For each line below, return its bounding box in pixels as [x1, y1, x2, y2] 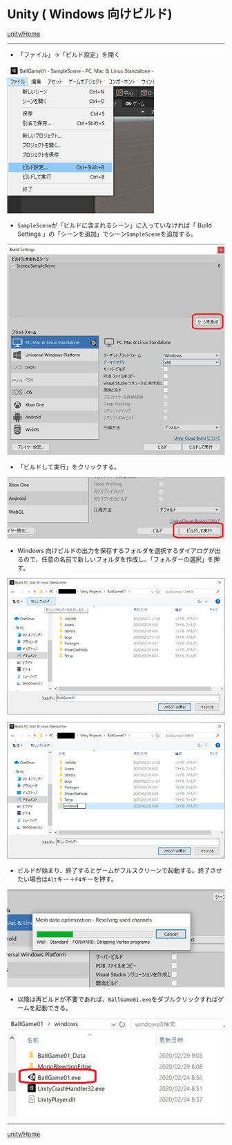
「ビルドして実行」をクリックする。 [17, 463, 121, 471]
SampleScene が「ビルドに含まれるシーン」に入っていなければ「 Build [17, 221, 212, 229]
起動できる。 [35, 1004, 72, 1012]
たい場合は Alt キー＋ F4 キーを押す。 [17, 875, 117, 884]
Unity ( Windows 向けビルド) [7, 6, 173, 22]
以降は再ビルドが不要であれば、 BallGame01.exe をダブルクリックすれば [17, 995, 218, 1003]
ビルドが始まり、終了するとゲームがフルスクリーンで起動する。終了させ [17, 866, 223, 875]
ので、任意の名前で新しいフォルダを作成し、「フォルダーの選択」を [23, 555, 214, 564]
